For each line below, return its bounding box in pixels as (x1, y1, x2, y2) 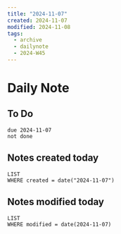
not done (7, 133, 33, 140)
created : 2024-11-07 (7, 17, 68, 24)
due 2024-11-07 (7, 126, 52, 134)
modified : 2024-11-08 (7, 23, 71, 30)
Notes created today (7, 152, 99, 164)
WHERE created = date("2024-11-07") (7, 177, 115, 184)
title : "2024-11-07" (7, 10, 68, 18)
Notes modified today (7, 196, 104, 208)
